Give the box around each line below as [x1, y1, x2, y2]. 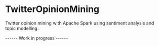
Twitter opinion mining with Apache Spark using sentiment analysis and [5, 20, 154, 26]
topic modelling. [5, 25, 39, 31]
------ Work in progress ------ [5, 35, 68, 41]
